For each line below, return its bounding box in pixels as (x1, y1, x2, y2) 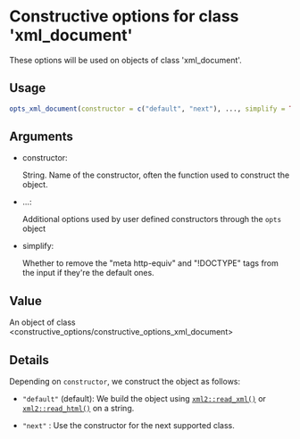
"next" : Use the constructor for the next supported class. (21, 420, 235, 431)
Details (9, 352, 49, 368)
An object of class (9, 317, 76, 327)
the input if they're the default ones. (21, 268, 154, 278)
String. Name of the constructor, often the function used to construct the (21, 170, 290, 180)
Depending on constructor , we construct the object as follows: (9, 377, 241, 387)
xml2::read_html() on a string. (21, 403, 135, 414)
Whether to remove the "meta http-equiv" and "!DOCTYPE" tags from (21, 258, 279, 269)
